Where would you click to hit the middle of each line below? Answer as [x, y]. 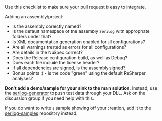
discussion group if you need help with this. [50, 98]
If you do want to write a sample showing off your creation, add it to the [78, 108]
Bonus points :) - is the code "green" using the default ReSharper [79, 73]
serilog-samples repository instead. [41, 113]
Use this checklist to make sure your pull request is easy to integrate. [76, 7]
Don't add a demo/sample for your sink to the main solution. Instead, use [81, 88]
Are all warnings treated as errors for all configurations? [69, 47]
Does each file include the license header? [56, 63]
